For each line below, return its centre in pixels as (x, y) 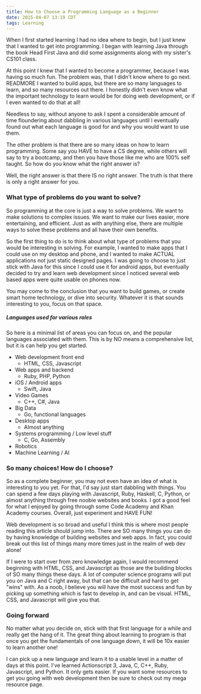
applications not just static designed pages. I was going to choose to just (96, 260)
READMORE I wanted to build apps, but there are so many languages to (94, 83)
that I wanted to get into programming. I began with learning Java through (97, 46)
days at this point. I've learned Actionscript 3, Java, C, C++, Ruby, (87, 665)
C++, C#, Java (42, 402)
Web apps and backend (44, 370)
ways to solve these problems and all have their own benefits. (82, 230)
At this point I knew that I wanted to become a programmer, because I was (98, 71)
